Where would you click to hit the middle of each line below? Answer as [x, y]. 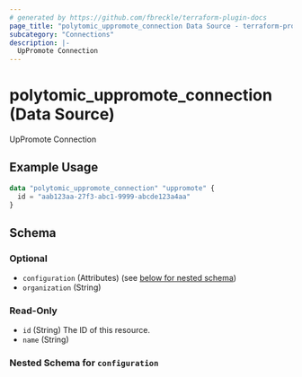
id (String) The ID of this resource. [86, 330]
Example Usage [54, 167]
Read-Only [34, 311]
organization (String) [62, 287]
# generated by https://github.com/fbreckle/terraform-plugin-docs [138, 18]
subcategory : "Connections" [62, 34]
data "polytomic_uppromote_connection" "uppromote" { [112, 188]
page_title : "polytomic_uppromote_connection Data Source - [124, 26]
